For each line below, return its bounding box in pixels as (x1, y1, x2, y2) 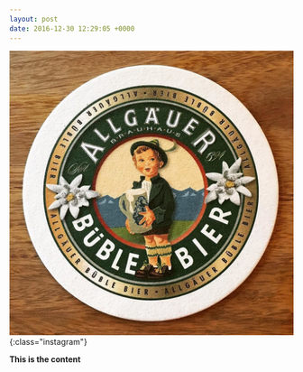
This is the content (9, 353, 81, 365)
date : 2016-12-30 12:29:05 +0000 (9, 23, 135, 33)
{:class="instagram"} (9, 336, 87, 347)
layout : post (9, 14, 59, 23)
